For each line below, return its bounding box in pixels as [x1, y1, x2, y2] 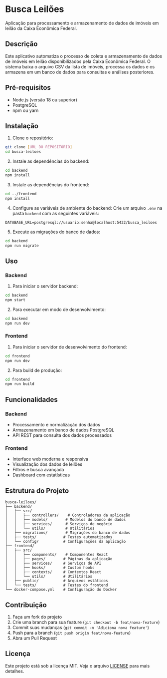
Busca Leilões [5, 3, 64, 15]
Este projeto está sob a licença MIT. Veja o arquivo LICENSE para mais [5, 663, 150, 669]
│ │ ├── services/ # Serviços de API [5, 561, 101, 566]
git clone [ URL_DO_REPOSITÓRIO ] [5, 145, 72, 150]
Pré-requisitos [5, 83, 51, 92]
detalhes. [5, 668, 24, 674]
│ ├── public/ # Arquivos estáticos [5, 578, 108, 584]
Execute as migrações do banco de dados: [12, 229, 101, 235]
